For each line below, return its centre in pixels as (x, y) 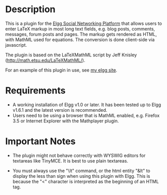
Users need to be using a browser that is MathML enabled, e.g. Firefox (86, 115)
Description (30, 9)
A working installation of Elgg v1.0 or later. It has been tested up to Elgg (87, 105)
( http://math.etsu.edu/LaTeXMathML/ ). (45, 60)
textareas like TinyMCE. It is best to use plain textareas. (70, 160)
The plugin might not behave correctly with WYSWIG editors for (79, 155)
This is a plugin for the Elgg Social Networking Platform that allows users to (84, 23)
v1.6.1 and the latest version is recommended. (60, 110)
